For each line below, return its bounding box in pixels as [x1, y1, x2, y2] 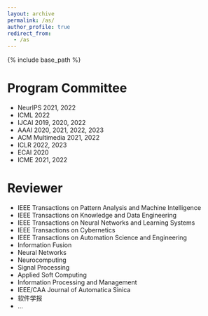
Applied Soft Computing [17, 271, 88, 279]
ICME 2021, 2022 [17, 156, 68, 164]
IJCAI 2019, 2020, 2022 [17, 119, 86, 127]
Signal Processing [17, 263, 70, 271]
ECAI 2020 [17, 148, 49, 157]
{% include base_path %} [7, 55, 81, 64]
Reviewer [7, 180, 63, 197]
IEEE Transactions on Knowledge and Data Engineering [17, 211, 177, 219]
